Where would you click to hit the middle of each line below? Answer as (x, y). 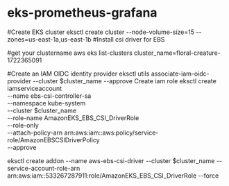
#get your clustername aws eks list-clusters (70, 53)
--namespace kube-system (46, 103)
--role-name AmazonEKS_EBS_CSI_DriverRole (73, 118)
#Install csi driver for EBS (129, 39)
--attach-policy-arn (35, 133)
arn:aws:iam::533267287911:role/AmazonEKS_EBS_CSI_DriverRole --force (113, 176)
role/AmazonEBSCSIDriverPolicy (53, 139)
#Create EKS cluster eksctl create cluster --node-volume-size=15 (101, 32)
